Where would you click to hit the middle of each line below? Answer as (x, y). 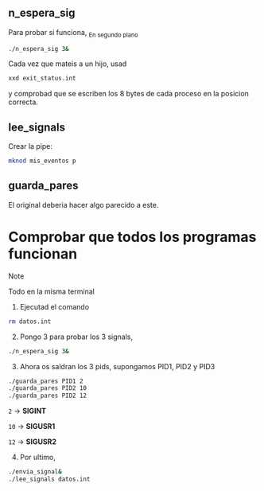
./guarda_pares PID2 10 (48, 388)
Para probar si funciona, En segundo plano (73, 33)
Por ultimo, (37, 458)
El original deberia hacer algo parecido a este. (83, 205)
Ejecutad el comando (54, 306)
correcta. (23, 102)
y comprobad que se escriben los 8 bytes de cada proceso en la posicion (128, 94)
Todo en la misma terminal (52, 291)
